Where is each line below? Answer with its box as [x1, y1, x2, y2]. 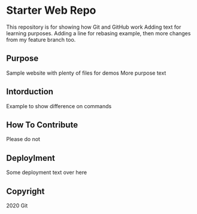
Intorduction [6, 87, 54, 97]
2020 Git [6, 202, 28, 209]
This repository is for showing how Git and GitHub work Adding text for [6, 23, 181, 30]
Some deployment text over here [6, 169, 87, 176]
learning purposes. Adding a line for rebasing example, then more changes [6, 29, 191, 36]
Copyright [6, 186, 45, 196]
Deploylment [6, 153, 55, 163]
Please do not [6, 136, 41, 143]
